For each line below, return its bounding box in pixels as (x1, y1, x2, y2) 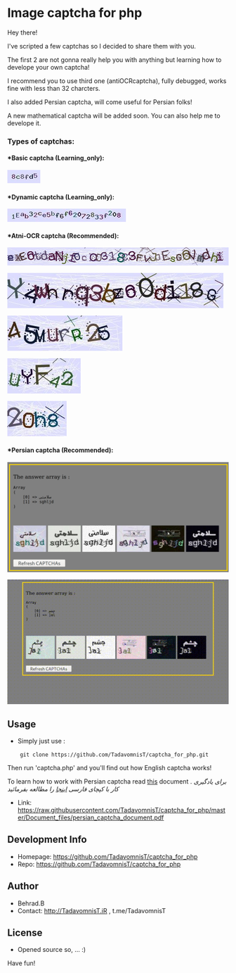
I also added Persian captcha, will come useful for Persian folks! (7, 97, 192, 106)
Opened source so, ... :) (17, 946, 86, 954)
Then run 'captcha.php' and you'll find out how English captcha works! (7, 763, 212, 772)
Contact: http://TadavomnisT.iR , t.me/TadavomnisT (17, 906, 166, 915)
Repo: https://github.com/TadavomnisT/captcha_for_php (17, 860, 181, 868)
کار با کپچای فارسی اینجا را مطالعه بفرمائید (7, 784, 119, 793)
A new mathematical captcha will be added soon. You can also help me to (7, 111, 221, 120)
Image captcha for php (7, 5, 143, 21)
